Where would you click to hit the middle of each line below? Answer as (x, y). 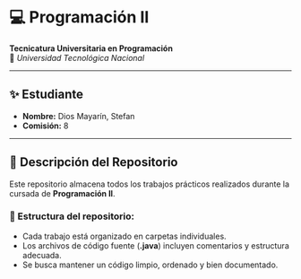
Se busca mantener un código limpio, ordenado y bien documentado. (150, 265)
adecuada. (42, 255)
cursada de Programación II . (62, 193)
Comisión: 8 (45, 126)
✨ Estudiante (46, 95)
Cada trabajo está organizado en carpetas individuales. (124, 236)
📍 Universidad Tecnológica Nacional (77, 57)
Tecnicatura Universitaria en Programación (91, 48)
